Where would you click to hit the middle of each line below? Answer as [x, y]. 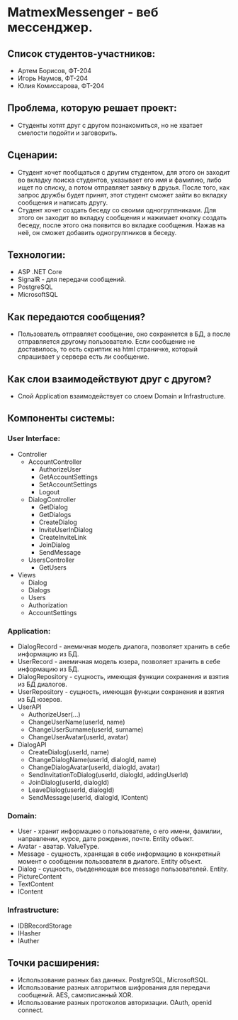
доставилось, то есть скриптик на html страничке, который [108, 349]
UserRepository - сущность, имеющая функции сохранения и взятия [121, 692]
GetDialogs [55, 514]
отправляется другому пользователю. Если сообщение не [106, 342]
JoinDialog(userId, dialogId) [69, 783]
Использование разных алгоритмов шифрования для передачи [114, 987]
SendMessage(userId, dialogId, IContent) [88, 798]
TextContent [36, 884]
